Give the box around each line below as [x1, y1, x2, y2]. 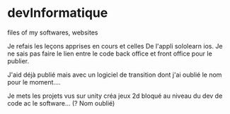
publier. [7, 56, 30, 65]
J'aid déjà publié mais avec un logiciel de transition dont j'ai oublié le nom [7, 70, 222, 79]
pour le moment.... [7, 77, 62, 86]
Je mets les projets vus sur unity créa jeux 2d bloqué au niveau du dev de [7, 91, 223, 100]
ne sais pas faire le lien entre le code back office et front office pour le [7, 49, 212, 58]
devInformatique [7, 5, 108, 21]
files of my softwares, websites [7, 28, 98, 37]
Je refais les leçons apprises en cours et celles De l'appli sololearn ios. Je [7, 42, 223, 50]
